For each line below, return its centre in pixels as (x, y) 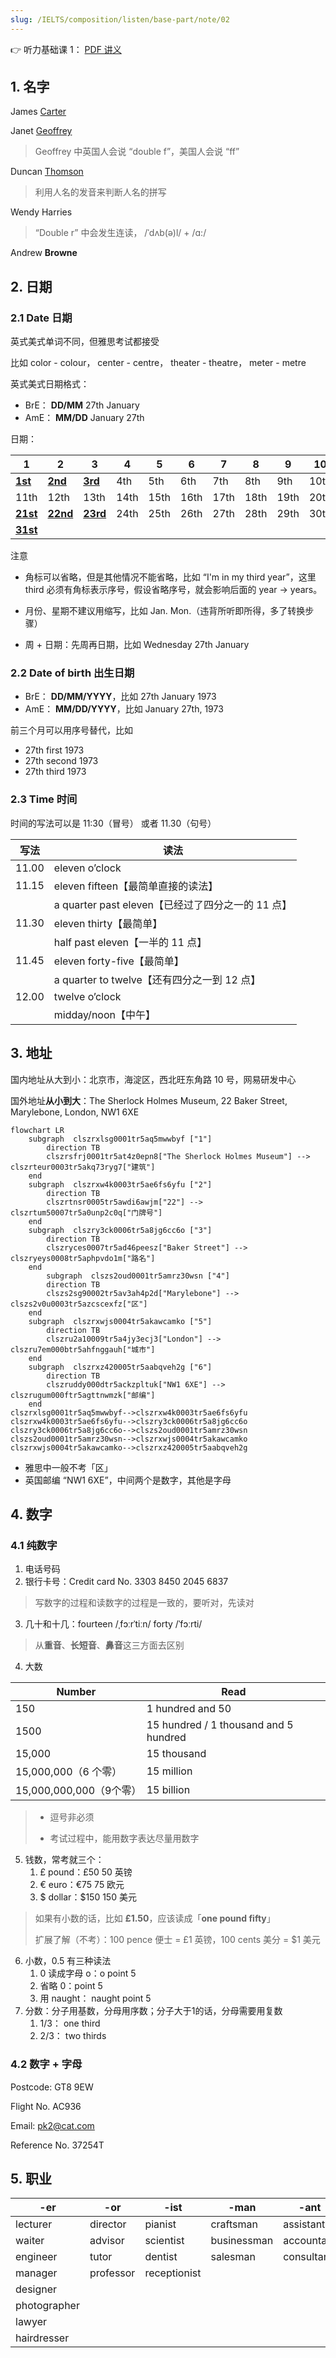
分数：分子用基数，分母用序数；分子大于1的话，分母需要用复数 (153, 2011)
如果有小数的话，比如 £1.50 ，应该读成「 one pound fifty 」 (155, 1918)
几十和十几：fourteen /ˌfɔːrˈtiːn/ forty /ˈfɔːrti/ (113, 1624)
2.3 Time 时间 (44, 799)
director (108, 2224)
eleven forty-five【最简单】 (119, 961)
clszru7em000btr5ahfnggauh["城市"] (83, 1349)
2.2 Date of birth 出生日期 (72, 673)
